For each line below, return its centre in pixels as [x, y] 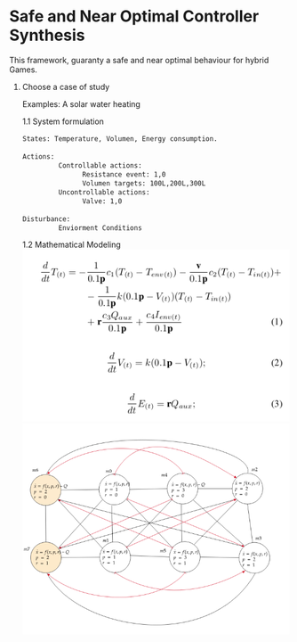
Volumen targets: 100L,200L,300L [144, 183]
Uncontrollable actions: [104, 192]
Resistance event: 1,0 [124, 174]
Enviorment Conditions [100, 228]
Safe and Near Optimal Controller [134, 16]
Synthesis [48, 35]
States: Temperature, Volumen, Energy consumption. [120, 139]
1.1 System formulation [63, 121]
